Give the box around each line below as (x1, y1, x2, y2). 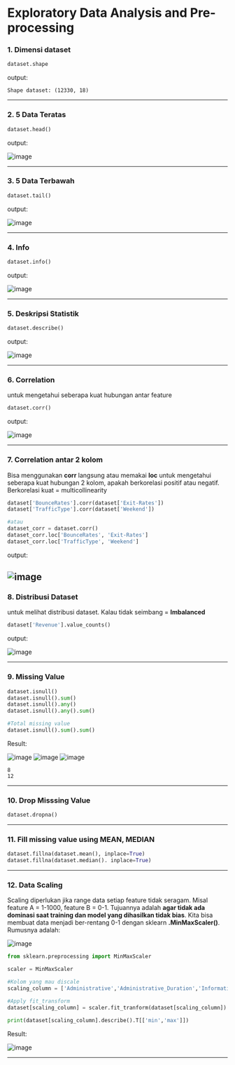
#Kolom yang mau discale (7, 979, 80, 986)
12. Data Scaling (7, 880, 63, 890)
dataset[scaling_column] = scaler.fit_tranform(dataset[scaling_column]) (7, 1004, 227, 1011)
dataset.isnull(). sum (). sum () (7, 727, 96, 734)
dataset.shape (7, 61, 49, 68)
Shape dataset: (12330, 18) (7, 87, 90, 94)
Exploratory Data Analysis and (7, 5, 187, 21)
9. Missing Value (7, 672, 65, 682)
